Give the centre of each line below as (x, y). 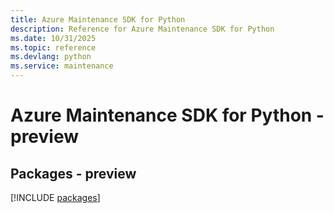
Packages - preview (73, 173)
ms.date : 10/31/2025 (53, 38)
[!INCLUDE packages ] (55, 197)
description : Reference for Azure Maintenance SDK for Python (142, 29)
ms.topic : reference (53, 47)
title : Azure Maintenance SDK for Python (98, 19)
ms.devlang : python (51, 57)
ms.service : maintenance (62, 66)
